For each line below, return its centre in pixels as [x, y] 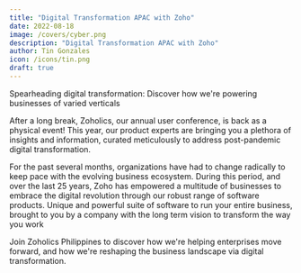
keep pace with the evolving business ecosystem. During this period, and [145, 176]
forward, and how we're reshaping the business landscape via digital [137, 251]
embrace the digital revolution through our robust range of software [134, 196]
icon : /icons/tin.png [50, 59]
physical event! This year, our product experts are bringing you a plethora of [150, 130]
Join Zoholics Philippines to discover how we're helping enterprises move [146, 241]
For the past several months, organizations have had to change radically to [147, 167]
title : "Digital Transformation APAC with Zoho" [102, 18]
